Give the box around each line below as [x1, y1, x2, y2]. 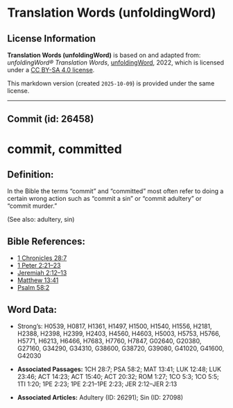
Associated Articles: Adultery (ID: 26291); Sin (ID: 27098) [17, 393, 184, 402]
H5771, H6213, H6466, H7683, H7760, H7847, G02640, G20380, [17, 337, 202, 345]
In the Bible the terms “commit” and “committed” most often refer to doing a [7, 187, 224, 195]
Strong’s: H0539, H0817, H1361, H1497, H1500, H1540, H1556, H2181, [17, 322, 213, 331]
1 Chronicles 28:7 [17, 254, 67, 262]
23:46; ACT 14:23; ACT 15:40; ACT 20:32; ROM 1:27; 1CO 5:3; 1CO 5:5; [17, 373, 220, 381]
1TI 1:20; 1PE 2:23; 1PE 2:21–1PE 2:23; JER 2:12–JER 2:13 [17, 380, 178, 389]
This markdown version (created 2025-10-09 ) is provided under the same [7, 79, 215, 88]
